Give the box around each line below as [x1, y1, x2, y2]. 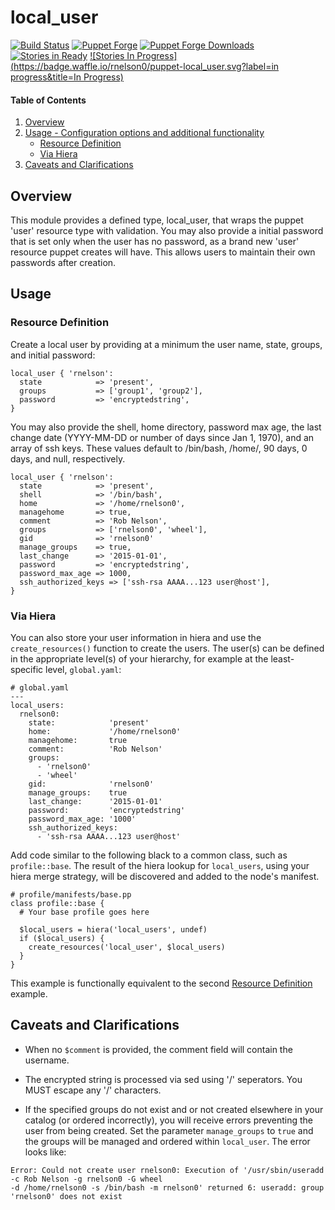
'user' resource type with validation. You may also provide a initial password [10, 224, 324, 236]
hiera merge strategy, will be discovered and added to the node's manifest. [10, 870, 320, 882]
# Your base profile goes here [19, 907, 150, 917]
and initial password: [10, 349, 96, 361]
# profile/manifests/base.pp [10, 889, 132, 900]
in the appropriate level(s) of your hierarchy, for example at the [10, 652, 269, 665]
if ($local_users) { [19, 933, 105, 943]
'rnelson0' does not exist [10, 1191, 123, 1201]
